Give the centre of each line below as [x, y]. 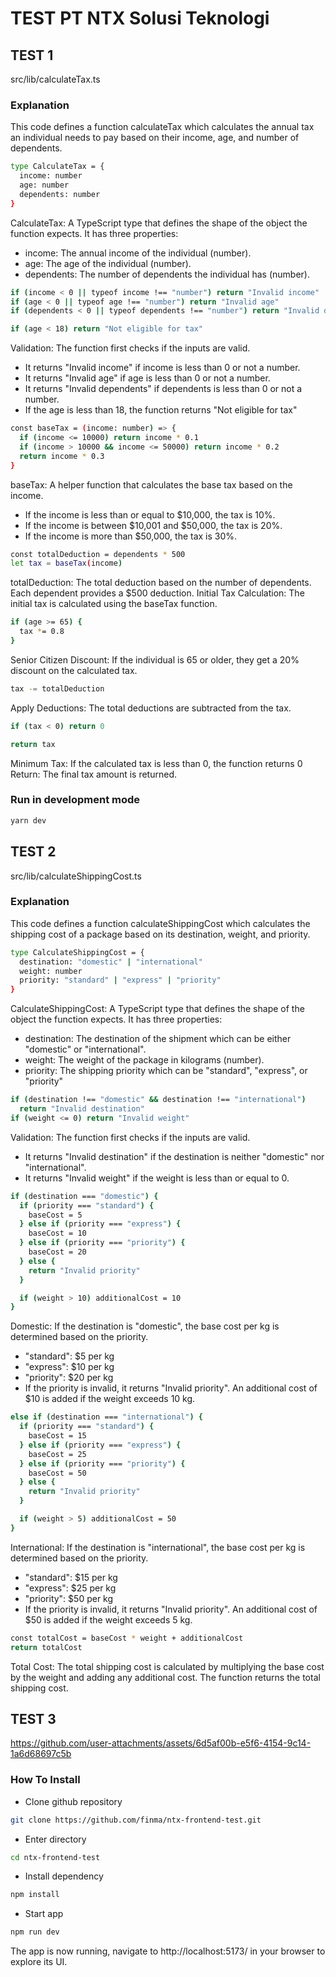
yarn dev [28, 820]
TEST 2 [33, 852]
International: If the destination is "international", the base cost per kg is [158, 1547]
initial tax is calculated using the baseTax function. [114, 604]
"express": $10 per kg [69, 1367]
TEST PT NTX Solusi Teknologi [140, 18]
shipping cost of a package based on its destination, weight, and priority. [160, 934]
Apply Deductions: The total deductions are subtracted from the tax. [151, 708]
